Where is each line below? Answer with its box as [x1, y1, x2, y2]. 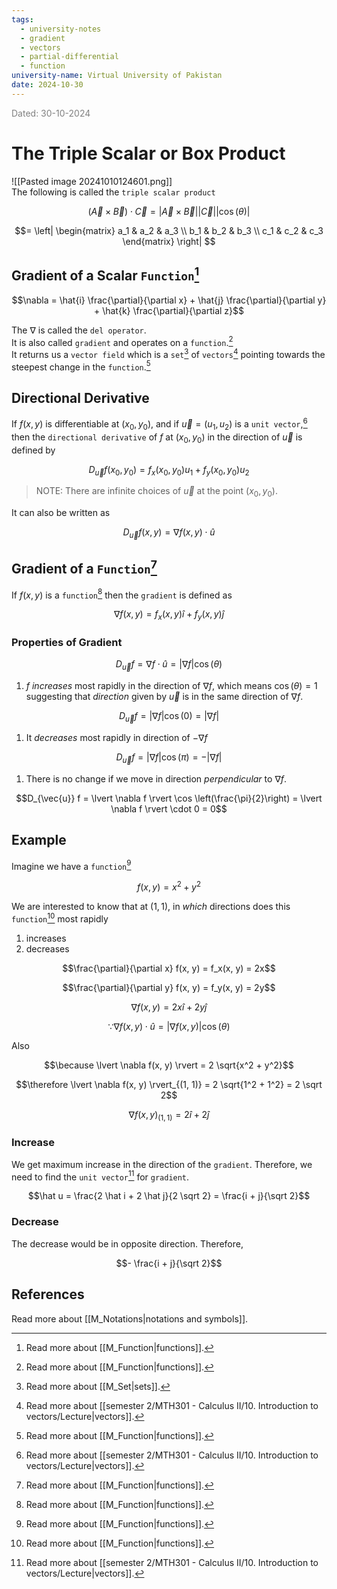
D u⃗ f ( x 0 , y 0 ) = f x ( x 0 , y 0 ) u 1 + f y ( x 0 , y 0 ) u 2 [88, 463, 250, 478]
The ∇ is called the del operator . [11, 324, 147, 336]
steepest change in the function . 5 [11, 359, 151, 373]
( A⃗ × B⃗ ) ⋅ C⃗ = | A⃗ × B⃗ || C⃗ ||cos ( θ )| [87, 205, 251, 217]
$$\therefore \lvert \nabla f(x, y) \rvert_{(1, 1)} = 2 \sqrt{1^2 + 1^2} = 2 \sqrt [15, 1078, 323, 1090]
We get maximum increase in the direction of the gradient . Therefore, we [11, 1158, 313, 1170]
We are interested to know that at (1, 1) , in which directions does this [11, 901, 291, 912]
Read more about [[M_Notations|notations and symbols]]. [11, 1312, 249, 1325]
